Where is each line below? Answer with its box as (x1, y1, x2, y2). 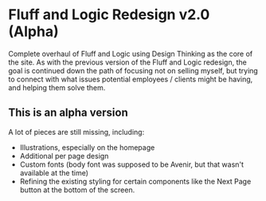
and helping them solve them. (8, 82, 106, 93)
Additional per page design (19, 151, 109, 160)
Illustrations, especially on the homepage (19, 142, 155, 152)
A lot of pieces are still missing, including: (8, 127, 145, 136)
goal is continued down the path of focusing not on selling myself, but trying (8, 65, 259, 75)
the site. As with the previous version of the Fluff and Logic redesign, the (8, 57, 247, 67)
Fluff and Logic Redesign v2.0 (8, 6, 210, 24)
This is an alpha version (8, 106, 129, 120)
